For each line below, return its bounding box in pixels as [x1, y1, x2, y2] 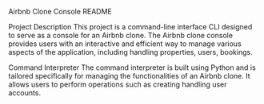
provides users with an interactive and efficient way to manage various [8, 39, 242, 48]
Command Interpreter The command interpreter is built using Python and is [8, 63, 256, 72]
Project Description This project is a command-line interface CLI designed [8, 22, 253, 31]
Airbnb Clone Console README [8, 7, 112, 16]
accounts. [8, 88, 42, 98]
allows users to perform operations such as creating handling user [8, 79, 227, 89]
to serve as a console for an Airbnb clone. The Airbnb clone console [8, 31, 234, 40]
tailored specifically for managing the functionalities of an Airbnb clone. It [8, 71, 250, 80]
